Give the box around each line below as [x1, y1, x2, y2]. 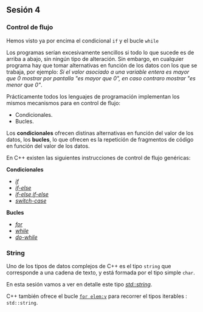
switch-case [15, 197, 47, 204]
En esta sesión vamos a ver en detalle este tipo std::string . [6, 280, 153, 288]
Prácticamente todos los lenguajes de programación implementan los [6, 92, 180, 100]
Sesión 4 [6, 5, 41, 15]
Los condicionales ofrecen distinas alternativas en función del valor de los [6, 129, 194, 136]
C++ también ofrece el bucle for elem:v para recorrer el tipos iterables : [6, 292, 187, 300]
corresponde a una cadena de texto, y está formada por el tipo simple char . [6, 269, 196, 276]
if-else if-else [15, 190, 49, 198]
